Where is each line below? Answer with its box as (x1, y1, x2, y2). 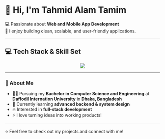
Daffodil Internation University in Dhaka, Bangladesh (12, 96, 122, 102)
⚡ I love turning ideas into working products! (12, 112, 102, 118)
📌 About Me (5, 80, 34, 86)
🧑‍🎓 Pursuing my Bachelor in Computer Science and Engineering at (12, 91, 150, 97)
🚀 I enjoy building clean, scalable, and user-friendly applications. (5, 28, 136, 34)
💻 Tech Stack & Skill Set (5, 48, 81, 56)
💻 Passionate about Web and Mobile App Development (5, 21, 119, 27)
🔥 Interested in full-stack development (12, 107, 92, 112)
